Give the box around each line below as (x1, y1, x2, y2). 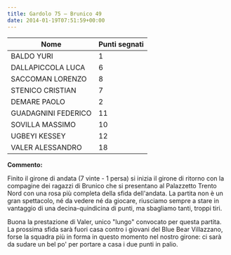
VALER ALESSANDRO (11, 142, 82, 152)
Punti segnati (98, 39, 144, 49)
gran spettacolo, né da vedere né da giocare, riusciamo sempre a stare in (7, 196, 220, 204)
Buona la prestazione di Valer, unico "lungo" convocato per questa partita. (7, 217, 222, 225)
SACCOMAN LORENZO (11, 74, 87, 84)
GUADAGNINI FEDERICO (11, 108, 92, 118)
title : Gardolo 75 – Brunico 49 (7, 10, 102, 18)
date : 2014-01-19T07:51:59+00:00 (7, 17, 105, 24)
